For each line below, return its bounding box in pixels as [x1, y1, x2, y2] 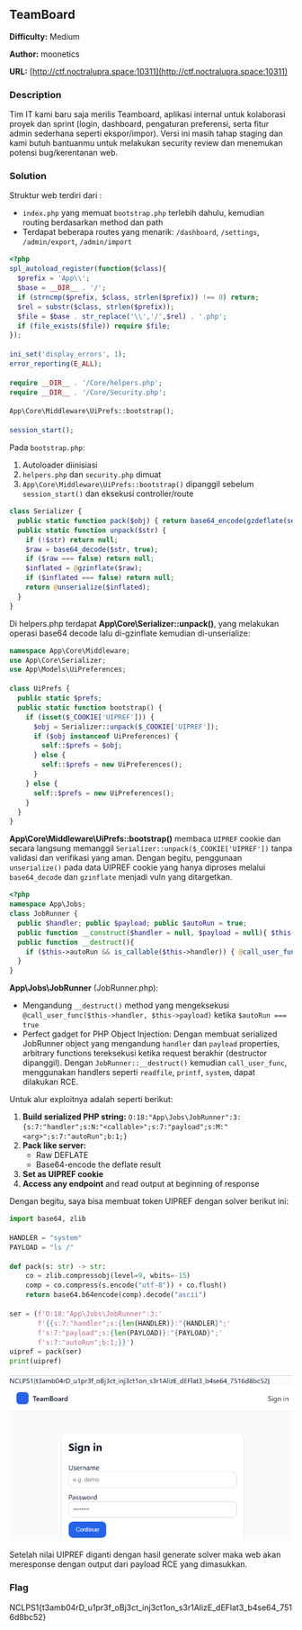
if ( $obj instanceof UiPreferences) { [32, 731, 179, 741]
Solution [9, 170, 48, 183]
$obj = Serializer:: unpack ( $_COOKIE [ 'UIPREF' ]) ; [32, 722, 219, 731]
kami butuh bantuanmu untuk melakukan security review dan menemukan [9, 138, 283, 149]
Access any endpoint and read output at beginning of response [22, 1179, 260, 1190]
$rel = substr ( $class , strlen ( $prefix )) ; [17, 302, 175, 312]
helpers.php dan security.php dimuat [22, 469, 162, 480]
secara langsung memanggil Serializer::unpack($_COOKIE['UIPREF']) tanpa [9, 843, 293, 854]
